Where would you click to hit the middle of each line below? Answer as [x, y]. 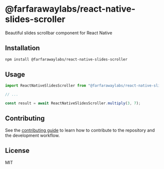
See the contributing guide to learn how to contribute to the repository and [80, 130]
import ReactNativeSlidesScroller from [46, 86]
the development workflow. [32, 135]
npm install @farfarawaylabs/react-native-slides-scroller [66, 59]
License [17, 151]
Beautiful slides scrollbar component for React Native [59, 33]
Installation [22, 48]
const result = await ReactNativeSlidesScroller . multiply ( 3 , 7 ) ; [73, 103]
